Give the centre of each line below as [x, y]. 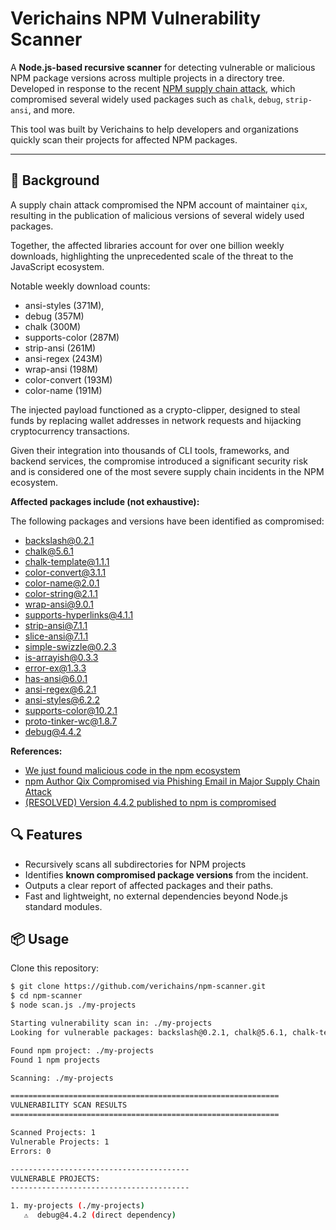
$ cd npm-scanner [46, 996]
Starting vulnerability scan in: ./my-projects [111, 1023]
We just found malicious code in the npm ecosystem [132, 770]
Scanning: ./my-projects [62, 1078]
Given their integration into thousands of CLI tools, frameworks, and [150, 450]
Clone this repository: [55, 968]
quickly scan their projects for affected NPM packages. [124, 139]
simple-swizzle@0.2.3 [70, 646]
